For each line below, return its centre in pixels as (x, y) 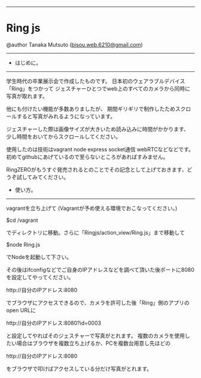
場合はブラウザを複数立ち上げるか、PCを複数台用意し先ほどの (93, 343)
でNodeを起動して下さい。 (39, 257)
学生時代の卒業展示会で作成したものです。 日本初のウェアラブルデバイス (96, 81)
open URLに (21, 310)
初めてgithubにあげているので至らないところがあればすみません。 (87, 157)
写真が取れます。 (27, 96)
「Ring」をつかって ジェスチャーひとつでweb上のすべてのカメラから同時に (98, 88)
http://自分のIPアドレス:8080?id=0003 (54, 323)
